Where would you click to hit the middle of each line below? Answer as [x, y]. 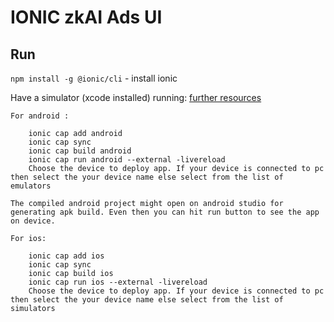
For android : [40, 116]
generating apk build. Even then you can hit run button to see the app [165, 212]
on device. [33, 221]
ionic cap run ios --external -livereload [118, 282]
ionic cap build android [80, 151]
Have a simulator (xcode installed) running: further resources [136, 97]
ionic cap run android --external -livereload [127, 160]
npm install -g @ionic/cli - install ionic [94, 78]
